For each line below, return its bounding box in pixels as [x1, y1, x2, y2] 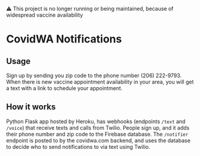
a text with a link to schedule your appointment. [6, 85, 123, 91]
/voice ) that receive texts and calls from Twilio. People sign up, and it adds [6, 124, 190, 131]
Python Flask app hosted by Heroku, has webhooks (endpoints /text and [6, 118, 186, 125]
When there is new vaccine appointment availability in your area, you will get [6, 78, 194, 85]
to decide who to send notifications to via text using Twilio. [6, 143, 151, 150]
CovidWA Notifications [6, 32, 122, 46]
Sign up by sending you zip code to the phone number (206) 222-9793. [6, 72, 182, 79]
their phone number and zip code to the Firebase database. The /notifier [6, 130, 189, 137]
